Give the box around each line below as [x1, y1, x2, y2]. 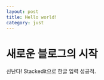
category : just [6, 20, 44, 25]
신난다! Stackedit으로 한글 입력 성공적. [6, 68, 96, 75]
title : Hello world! [6, 14, 58, 20]
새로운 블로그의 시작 [6, 47, 99, 60]
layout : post [6, 8, 39, 15]
